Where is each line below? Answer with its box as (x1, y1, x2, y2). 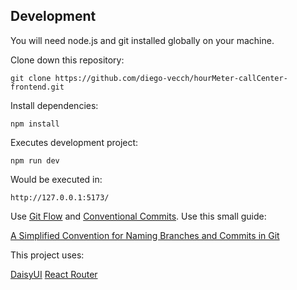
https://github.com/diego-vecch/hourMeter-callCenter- (54, 73, 288, 83)
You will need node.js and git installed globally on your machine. (10, 34, 275, 46)
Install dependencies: (10, 99, 99, 111)
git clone (10, 73, 52, 83)
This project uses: (10, 249, 85, 261)
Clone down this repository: (10, 54, 125, 66)
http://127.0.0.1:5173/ (10, 192, 110, 203)
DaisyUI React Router (10, 268, 98, 280)
